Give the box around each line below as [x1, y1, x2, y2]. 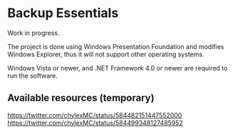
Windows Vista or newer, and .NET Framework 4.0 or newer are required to [7, 63, 228, 72]
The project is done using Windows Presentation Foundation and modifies [7, 42, 224, 51]
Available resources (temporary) [7, 92, 155, 104]
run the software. [7, 71, 58, 80]
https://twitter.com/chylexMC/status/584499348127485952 [7, 118, 184, 127]
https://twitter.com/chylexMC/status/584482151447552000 [7, 110, 182, 119]
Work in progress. [7, 29, 60, 37]
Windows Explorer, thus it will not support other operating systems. [7, 50, 204, 58]
